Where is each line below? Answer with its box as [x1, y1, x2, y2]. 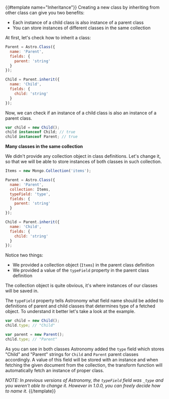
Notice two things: [5, 252, 43, 258]
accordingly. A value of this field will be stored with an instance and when [5, 357, 158, 363]
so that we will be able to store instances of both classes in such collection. [5, 159, 162, 165]
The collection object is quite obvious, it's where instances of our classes [5, 283, 158, 289]
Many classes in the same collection [5, 144, 83, 150]
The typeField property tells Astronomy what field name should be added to [5, 298, 164, 304]
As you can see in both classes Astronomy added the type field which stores [5, 346, 164, 352]
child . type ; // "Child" [5, 323, 55, 328]
